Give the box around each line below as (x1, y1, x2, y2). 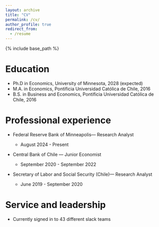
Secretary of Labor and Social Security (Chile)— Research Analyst (12, 171, 152, 177)
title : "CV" (5, 12, 31, 17)
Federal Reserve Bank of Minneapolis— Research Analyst (12, 131, 134, 137)
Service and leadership (5, 199, 106, 211)
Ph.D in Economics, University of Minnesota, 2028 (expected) (12, 80, 143, 86)
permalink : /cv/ (5, 17, 40, 22)
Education (5, 64, 50, 75)
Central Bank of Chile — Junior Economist (12, 151, 101, 157)
